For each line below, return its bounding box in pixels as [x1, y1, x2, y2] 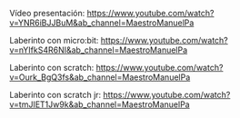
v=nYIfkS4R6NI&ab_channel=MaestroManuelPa [9, 44, 188, 55]
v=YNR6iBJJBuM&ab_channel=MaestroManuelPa [9, 17, 195, 28]
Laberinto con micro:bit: [9, 35, 99, 45]
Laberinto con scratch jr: [9, 90, 102, 100]
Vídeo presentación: [9, 8, 85, 18]
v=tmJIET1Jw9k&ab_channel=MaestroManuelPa [9, 99, 190, 110]
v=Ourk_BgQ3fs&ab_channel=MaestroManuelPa [9, 72, 191, 83]
